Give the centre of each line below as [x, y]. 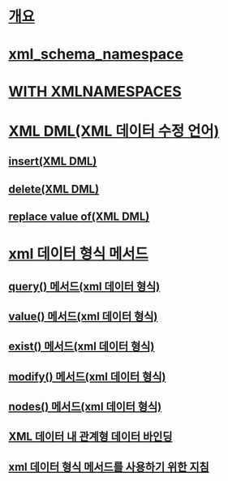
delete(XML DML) [54, 189]
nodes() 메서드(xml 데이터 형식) [85, 407]
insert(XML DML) [53, 162]
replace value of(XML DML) [79, 216]
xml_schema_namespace [96, 54]
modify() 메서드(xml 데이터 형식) [87, 377]
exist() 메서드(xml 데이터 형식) [82, 347]
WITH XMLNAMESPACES [95, 91]
